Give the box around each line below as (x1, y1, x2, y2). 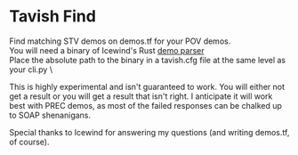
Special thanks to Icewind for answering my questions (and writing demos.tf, (9, 126, 290, 137)
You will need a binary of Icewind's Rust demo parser (9, 45, 205, 55)
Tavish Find (9, 6, 96, 27)
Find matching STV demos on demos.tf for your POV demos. (9, 36, 231, 46)
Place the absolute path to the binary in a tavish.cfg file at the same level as (9, 54, 286, 65)
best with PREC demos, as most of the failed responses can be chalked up (9, 100, 283, 110)
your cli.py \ (9, 64, 53, 75)
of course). (9, 136, 50, 147)
